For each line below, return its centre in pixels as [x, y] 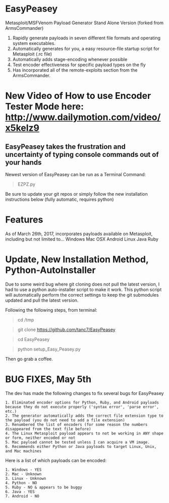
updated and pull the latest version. [42, 300]
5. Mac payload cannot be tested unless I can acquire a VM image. [78, 442]
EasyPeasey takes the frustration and [66, 147]
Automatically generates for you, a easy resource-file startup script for [86, 48]
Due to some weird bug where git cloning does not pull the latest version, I [82, 284]
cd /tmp [26, 320]
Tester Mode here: [45, 107]
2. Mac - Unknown [23, 474]
